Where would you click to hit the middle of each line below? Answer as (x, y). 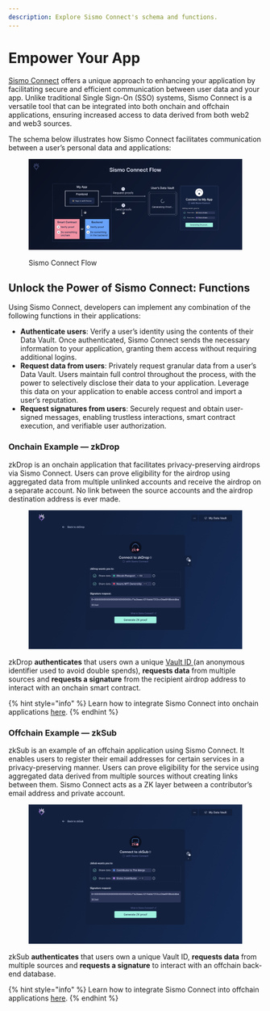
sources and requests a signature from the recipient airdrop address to (127, 679)
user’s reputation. (49, 401)
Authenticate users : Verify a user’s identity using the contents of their (137, 332)
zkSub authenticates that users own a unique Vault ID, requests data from (133, 956)
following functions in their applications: (75, 316)
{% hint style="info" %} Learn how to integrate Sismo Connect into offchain (134, 989)
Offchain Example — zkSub (62, 733)
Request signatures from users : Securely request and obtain (122, 409)
